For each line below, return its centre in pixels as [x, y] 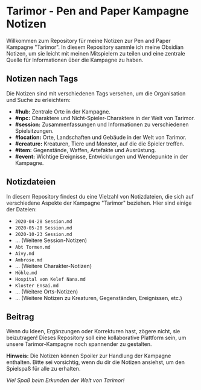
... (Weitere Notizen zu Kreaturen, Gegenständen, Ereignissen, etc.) [98, 298]
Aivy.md [24, 254]
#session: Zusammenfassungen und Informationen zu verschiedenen [102, 124]
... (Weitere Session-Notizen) [51, 240]
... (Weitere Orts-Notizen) [46, 292]
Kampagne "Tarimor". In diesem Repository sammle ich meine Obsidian [95, 47]
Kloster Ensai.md [37, 286]
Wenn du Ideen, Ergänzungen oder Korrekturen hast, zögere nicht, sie [93, 331]
